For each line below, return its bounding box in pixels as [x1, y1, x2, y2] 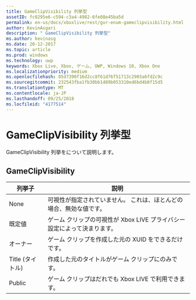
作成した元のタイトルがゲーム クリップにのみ [47, 255, 172, 264]
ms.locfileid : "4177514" [6, 101, 66, 107]
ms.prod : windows [6, 52, 48, 58]
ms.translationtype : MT [6, 85, 64, 91]
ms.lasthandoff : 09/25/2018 [6, 96, 75, 101]
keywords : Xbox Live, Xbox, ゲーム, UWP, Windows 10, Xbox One [6, 63, 160, 69]
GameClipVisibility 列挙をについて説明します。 [6, 149, 117, 156]
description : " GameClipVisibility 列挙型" [6, 30, 111, 36]
